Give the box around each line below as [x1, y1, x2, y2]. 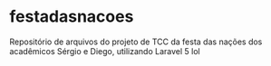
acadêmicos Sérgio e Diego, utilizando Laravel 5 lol [9, 45, 201, 56]
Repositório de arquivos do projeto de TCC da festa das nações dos [9, 36, 263, 47]
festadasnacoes [9, 6, 134, 27]
